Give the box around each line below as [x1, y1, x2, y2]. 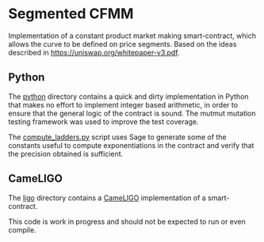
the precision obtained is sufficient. [8, 149, 124, 158]
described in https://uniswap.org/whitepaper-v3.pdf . [8, 47, 180, 57]
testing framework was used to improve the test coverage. [8, 116, 200, 127]
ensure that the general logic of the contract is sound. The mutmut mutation [8, 108, 256, 118]
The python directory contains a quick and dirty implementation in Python [8, 92, 249, 101]
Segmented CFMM [8, 5, 134, 23]
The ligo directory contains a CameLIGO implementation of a [8, 193, 206, 202]
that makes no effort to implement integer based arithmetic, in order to [8, 100, 239, 109]
